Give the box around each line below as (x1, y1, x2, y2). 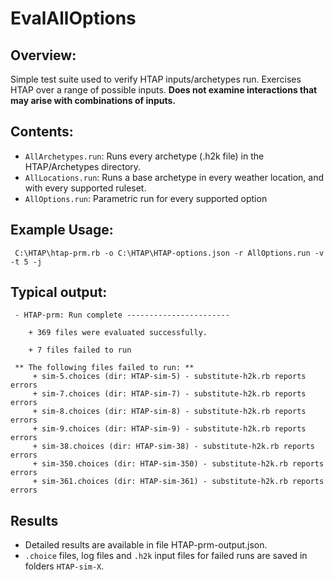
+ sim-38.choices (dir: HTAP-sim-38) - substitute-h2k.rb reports (32, 442, 315, 452)
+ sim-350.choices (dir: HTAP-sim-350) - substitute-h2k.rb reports (32, 459, 325, 469)
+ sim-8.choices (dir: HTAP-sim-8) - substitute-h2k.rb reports (32, 407, 307, 417)
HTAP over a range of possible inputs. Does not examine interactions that (10, 84, 318, 96)
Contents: (10, 123, 74, 141)
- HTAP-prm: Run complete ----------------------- (14, 310, 230, 321)
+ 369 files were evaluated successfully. (28, 328, 208, 338)
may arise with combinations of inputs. (10, 95, 176, 106)
